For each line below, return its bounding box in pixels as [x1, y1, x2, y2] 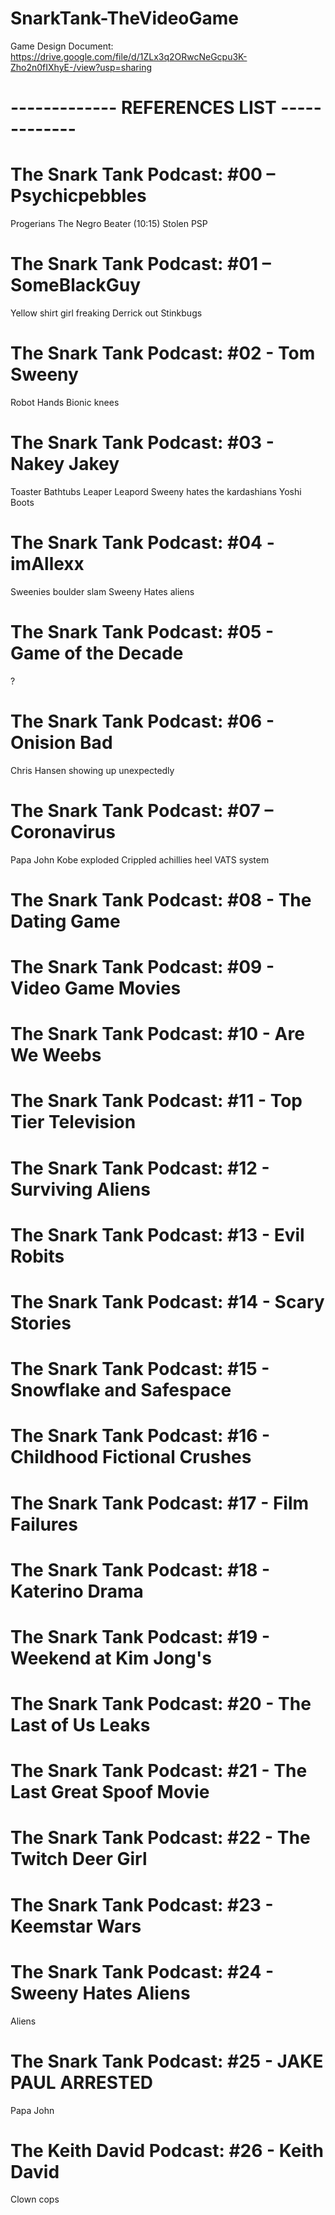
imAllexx [10, 553, 85, 576]
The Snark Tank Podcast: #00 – [10, 163, 276, 186]
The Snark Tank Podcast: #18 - [10, 1558, 271, 1581]
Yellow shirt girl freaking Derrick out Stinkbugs [10, 307, 203, 319]
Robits [10, 1245, 65, 1267]
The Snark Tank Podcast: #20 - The [10, 1693, 312, 1716]
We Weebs [10, 1044, 102, 1067]
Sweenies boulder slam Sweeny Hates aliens [10, 585, 195, 597]
